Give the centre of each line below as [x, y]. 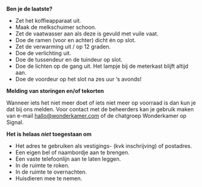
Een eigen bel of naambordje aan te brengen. [72, 152]
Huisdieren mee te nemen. [49, 178]
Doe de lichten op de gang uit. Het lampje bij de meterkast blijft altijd [102, 66]
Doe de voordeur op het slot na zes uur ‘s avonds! [78, 79]
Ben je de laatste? [29, 9]
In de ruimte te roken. [42, 165]
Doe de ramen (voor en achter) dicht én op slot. [76, 40]
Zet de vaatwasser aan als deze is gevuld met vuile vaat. [87, 34]
